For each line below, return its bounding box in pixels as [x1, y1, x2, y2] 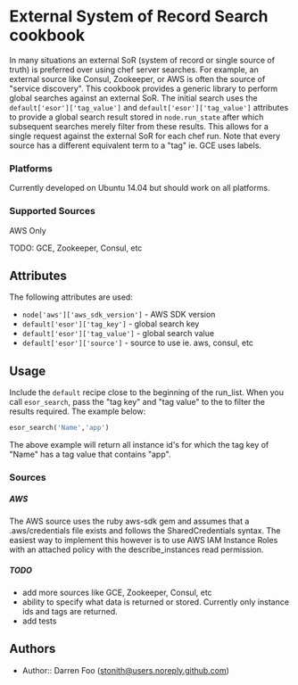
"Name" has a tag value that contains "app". [9, 449, 171, 460]
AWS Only [9, 225, 46, 235]
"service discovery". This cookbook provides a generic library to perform [9, 83, 278, 94]
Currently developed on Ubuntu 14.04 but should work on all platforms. [9, 183, 270, 194]
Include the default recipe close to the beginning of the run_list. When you [9, 387, 284, 398]
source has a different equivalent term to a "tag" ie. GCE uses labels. [9, 140, 261, 151]
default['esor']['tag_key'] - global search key [21, 318, 200, 329]
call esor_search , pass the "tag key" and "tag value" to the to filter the [9, 397, 266, 408]
